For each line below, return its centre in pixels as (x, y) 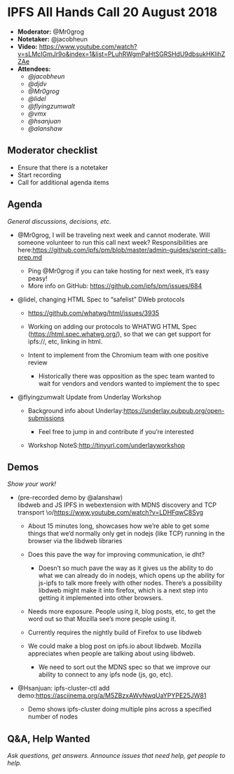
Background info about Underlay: (76, 410)
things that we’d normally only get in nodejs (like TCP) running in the (126, 534)
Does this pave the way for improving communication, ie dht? (116, 555)
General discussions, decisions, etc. (60, 221)
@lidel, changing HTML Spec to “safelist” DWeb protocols (101, 299)
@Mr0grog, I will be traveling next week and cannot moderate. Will (113, 235)
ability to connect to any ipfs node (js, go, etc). (105, 674)
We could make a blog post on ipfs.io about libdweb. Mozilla (115, 646)
